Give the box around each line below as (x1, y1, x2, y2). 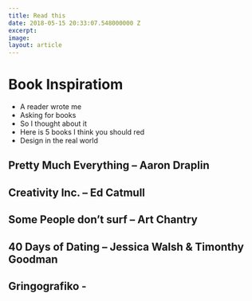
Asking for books (19, 111, 77, 120)
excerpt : (8, 26, 37, 34)
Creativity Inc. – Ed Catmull (8, 186, 146, 199)
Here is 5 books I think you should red (19, 127, 145, 137)
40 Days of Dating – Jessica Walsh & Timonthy (8, 240, 245, 253)
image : (8, 33, 30, 42)
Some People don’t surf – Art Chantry (8, 213, 198, 227)
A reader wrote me (19, 102, 82, 111)
